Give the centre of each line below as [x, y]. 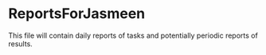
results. [21, 43]
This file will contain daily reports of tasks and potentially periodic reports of [133, 35]
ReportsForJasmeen [77, 14]
